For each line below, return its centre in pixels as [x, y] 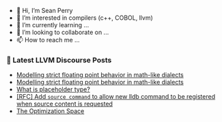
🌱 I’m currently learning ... [53, 25]
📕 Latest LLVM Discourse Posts [59, 60]
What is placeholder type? [53, 89]
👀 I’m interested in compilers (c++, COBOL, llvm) [84, 18]
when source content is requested [65, 104]
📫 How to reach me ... [48, 40]
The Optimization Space [50, 111]
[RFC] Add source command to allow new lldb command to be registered [116, 97]
